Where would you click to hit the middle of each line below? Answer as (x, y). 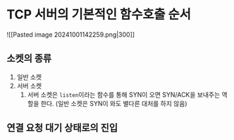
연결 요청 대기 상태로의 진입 (62, 128)
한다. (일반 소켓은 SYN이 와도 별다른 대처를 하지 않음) (114, 103)
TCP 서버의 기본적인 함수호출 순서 (99, 14)
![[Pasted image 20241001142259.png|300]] (71, 34)
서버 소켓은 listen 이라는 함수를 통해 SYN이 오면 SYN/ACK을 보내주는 (124, 94)
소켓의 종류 (29, 58)
